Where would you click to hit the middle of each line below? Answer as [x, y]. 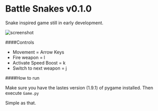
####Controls [20, 42]
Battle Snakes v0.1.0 [48, 9]
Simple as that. [21, 103]
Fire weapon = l [29, 57]
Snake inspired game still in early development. [54, 23]
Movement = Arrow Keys [38, 52]
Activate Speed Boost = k [39, 63]
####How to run [22, 78]
